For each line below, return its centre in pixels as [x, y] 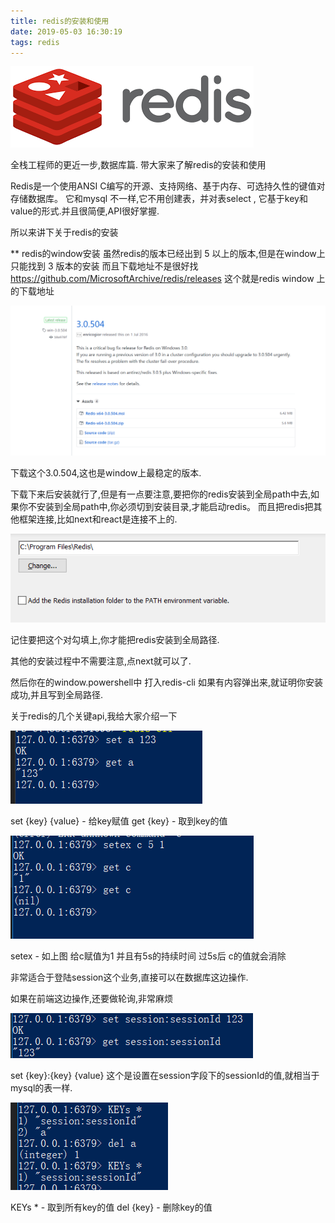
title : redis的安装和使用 [60, 21]
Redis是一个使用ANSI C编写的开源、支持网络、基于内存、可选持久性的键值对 [168, 186]
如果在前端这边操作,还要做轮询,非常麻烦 [92, 999]
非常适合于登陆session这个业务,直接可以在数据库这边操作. [129, 977]
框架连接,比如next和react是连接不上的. [98, 519]
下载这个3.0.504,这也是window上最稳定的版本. [106, 473]
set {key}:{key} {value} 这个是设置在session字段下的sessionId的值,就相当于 [165, 1076]
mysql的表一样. [41, 1088]
